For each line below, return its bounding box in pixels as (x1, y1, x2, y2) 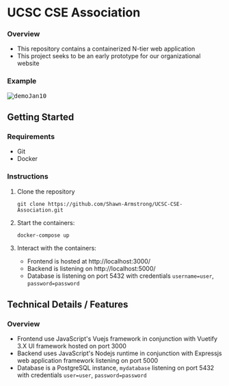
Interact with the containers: (16, 244, 97, 252)
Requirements (7, 132, 55, 142)
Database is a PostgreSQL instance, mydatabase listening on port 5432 (16, 364, 215, 372)
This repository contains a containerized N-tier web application (16, 44, 196, 53)
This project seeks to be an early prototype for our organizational (16, 52, 201, 60)
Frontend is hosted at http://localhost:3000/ (27, 257, 150, 265)
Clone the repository (16, 187, 75, 196)
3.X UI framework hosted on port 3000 (16, 342, 126, 350)
